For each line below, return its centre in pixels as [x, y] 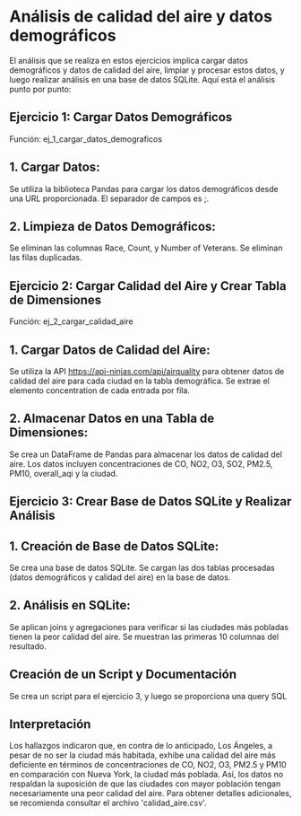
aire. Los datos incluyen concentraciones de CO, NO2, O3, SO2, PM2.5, [141, 463]
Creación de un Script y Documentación [123, 675]
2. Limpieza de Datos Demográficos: [113, 226]
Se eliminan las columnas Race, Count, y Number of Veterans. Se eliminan [146, 248]
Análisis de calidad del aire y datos [141, 17]
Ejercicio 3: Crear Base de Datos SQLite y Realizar [150, 501]
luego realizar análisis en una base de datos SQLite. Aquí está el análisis [142, 79]
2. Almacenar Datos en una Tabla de [112, 419]
